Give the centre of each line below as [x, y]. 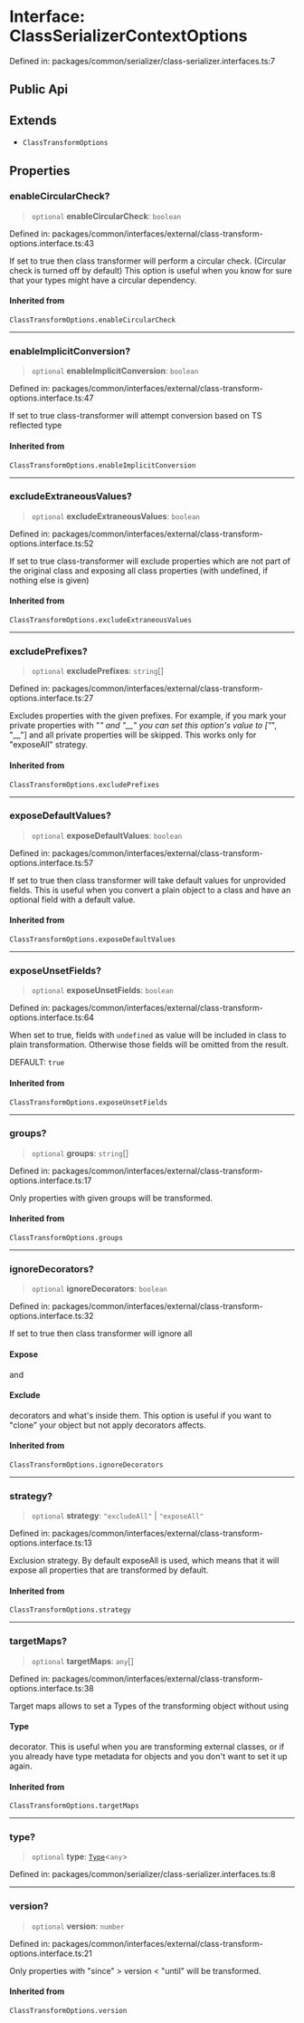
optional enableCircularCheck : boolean [106, 216]
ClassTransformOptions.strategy [70, 1610]
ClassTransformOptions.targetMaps [75, 1806]
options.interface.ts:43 [52, 243]
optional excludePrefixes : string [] [98, 671]
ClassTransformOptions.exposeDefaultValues [93, 939]
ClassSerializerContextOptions [128, 36]
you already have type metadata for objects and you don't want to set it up [148, 1756]
